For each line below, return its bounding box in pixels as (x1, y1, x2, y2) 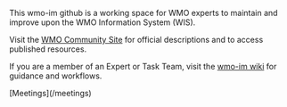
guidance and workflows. (9, 70, 102, 81)
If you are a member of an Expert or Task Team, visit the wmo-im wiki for (9, 62, 277, 71)
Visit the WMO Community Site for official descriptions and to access (9, 35, 264, 45)
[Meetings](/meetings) (9, 88, 92, 98)
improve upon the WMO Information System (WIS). (9, 17, 196, 28)
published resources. (9, 44, 87, 54)
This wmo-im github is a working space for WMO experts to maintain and (9, 8, 278, 18)
